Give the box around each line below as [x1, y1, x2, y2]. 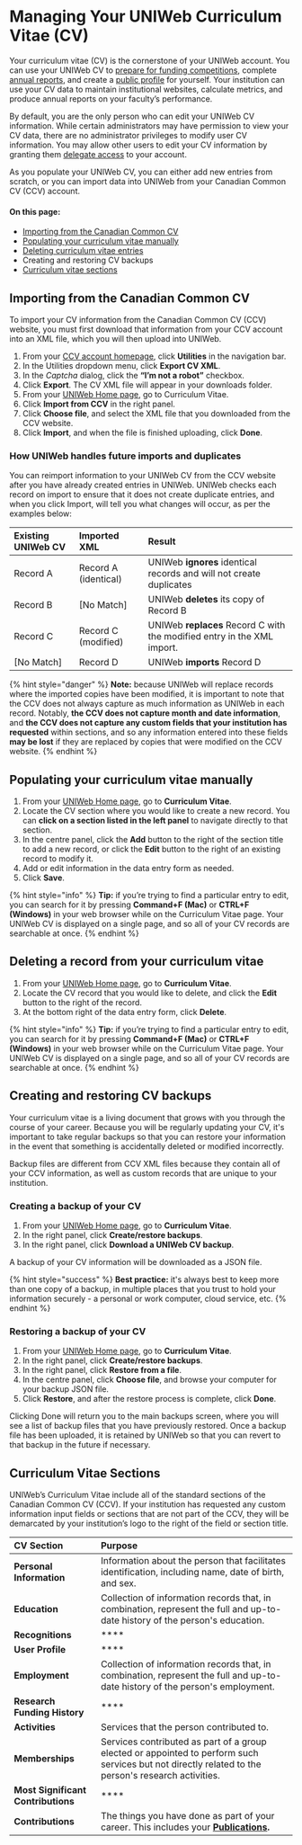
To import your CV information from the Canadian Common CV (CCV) [9, 314, 267, 325]
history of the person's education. [121, 1614, 265, 1627]
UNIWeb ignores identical [147, 556, 258, 568]
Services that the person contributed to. [100, 1721, 270, 1734]
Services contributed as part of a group [100, 1735, 267, 1748]
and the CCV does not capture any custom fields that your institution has [9, 717, 288, 728]
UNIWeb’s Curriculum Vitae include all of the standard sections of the [9, 1490, 266, 1501]
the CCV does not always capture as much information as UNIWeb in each [9, 699, 285, 709]
